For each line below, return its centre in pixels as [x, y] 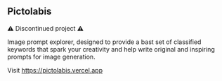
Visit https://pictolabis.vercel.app [55, 70]
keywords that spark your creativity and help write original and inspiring [111, 49]
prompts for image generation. [52, 57]
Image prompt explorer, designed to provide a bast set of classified [104, 42]
